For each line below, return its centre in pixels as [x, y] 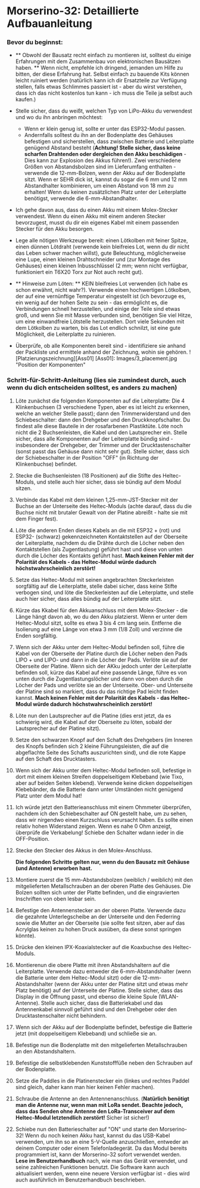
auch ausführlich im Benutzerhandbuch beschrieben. [81, 1180]
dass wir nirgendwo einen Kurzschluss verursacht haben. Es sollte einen [104, 819]
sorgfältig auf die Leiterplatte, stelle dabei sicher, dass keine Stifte [96, 586]
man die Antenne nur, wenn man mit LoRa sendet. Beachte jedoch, [99, 1105]
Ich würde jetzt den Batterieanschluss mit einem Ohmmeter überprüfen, [103, 807]
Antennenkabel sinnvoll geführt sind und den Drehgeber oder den [96, 1009]
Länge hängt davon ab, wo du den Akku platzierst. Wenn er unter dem [101, 616]
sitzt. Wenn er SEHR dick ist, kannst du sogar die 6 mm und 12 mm [106, 179]
